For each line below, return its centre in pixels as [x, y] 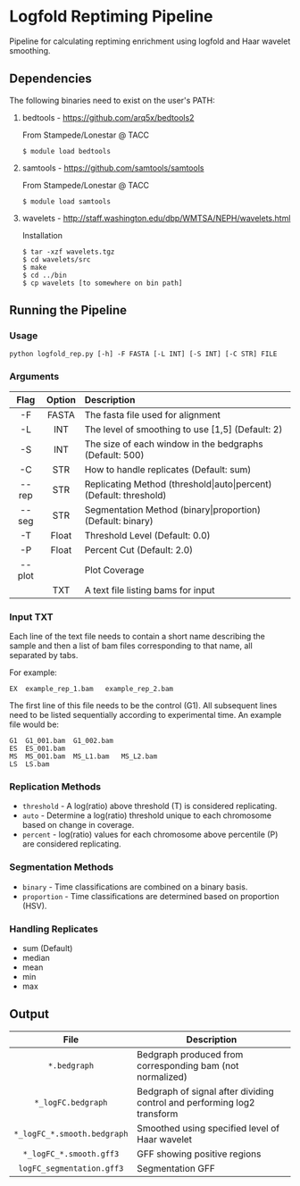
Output [29, 1014]
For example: [33, 672]
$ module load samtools [67, 201]
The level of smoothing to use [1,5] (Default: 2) [183, 429]
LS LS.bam [29, 764]
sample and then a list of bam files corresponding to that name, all [131, 646]
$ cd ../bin [44, 275]
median [36, 957]
